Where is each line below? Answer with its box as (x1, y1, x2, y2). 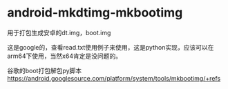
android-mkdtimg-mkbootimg (7, 5, 183, 21)
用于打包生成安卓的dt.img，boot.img (7, 28, 111, 37)
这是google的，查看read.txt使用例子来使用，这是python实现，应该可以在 (7, 43, 214, 51)
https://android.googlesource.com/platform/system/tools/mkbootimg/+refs (7, 74, 221, 82)
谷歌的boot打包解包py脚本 (7, 66, 82, 75)
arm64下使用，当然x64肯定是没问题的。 (7, 52, 122, 60)
